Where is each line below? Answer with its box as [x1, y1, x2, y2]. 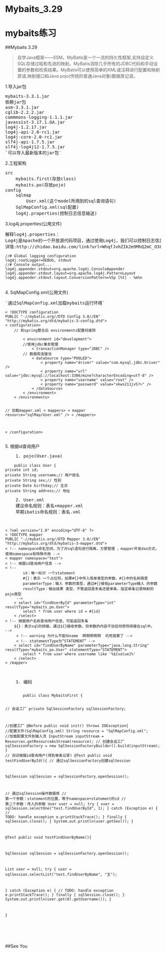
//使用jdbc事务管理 [23, 342, 58, 347]
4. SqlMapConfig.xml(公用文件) [5, 289, 69, 295]
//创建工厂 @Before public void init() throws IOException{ [5, 723, 128, 728]
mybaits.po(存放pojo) [15, 182, 66, 188]
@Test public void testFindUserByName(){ [5, 835, 92, 840]
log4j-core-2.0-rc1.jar [5, 135, 63, 140]
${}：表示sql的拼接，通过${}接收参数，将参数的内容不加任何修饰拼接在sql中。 [14, 624, 155, 629]
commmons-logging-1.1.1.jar [5, 115, 73, 120]
